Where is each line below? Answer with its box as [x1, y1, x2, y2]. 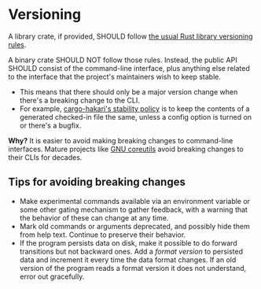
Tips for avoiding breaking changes [8, 176, 186, 189]
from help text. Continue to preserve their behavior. [19, 230, 186, 239]
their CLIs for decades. [8, 152, 83, 162]
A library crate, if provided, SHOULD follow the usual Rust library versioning [8, 31, 253, 41]
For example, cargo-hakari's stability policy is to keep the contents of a [19, 104, 250, 113]
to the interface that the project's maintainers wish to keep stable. [8, 72, 222, 81]
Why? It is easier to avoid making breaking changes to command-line [8, 135, 233, 145]
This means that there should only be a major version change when [19, 87, 238, 96]
